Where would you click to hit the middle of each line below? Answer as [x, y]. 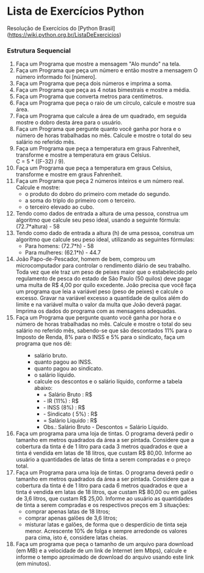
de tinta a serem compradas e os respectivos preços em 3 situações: [103, 505]
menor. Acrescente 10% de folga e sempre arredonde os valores [106, 531]
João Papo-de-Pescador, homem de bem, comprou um [86, 259]
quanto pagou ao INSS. [63, 362]
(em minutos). [33, 564]
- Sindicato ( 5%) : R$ [71, 414]
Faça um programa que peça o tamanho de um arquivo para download [104, 544]
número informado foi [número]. [56, 77]
